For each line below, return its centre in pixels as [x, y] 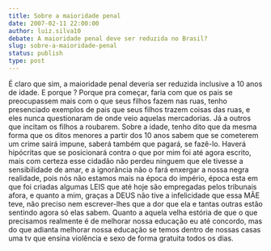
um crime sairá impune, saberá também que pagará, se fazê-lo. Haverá [127, 144]
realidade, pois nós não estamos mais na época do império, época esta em [133, 178]
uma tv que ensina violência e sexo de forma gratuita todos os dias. [121, 238]
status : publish [36, 53]
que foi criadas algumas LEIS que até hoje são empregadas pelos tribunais [133, 186]
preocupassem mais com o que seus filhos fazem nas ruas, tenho [118, 101]
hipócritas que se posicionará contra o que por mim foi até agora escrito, [130, 152]
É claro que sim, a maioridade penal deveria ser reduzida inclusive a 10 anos [135, 84]
